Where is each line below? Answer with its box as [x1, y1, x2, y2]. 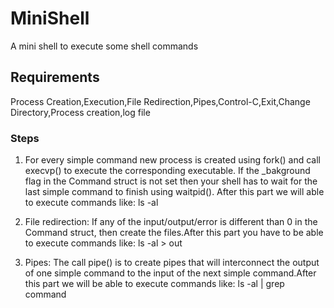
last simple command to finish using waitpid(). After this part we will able [24, 186, 325, 198]
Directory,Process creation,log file [10, 106, 151, 118]
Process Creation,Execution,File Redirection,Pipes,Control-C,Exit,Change [10, 95, 311, 107]
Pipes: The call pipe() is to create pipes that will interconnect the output [24, 257, 320, 269]
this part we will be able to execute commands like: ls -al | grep [24, 278, 285, 290]
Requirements [10, 69, 100, 86]
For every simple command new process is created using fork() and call [24, 154, 321, 166]
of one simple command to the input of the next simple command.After [24, 267, 317, 279]
